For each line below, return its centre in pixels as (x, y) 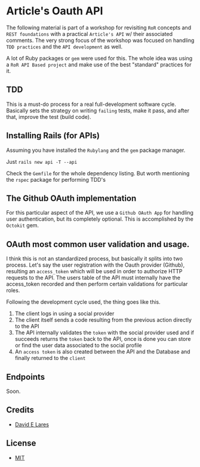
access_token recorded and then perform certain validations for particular (97, 284)
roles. (13, 291)
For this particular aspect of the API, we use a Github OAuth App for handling (100, 213)
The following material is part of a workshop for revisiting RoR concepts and (99, 28)
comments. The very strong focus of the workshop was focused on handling (100, 40)
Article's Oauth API (55, 11)
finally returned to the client (50, 358)
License (21, 443)
